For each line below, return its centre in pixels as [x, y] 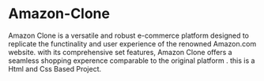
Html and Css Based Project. [55, 68]
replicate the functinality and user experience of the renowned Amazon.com [132, 43]
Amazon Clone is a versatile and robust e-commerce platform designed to [129, 35]
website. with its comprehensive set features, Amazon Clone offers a [120, 52]
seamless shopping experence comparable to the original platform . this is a [132, 61]
